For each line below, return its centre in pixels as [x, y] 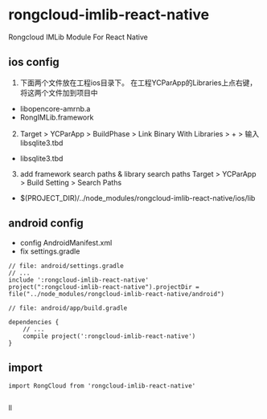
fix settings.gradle [50, 251]
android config [46, 224]
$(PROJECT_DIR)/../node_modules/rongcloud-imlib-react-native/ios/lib [138, 197]
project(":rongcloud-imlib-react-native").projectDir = [104, 287]
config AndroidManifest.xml [66, 242]
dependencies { [34, 322]
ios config [34, 62]
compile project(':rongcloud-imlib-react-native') [109, 336]
